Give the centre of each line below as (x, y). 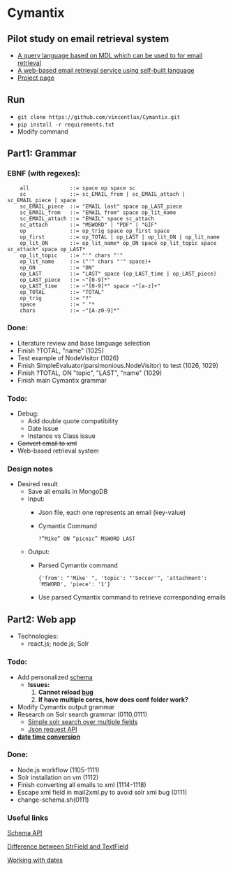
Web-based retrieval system (58, 451)
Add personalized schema (55, 677)
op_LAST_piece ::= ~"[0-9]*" (65, 280)
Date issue (43, 429)
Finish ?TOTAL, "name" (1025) (61, 350)
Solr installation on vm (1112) (58, 777)
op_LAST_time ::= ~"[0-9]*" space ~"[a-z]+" (90, 286)
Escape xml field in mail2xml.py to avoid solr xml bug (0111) (102, 792)
